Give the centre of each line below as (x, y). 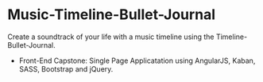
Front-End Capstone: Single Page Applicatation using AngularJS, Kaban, (137, 61)
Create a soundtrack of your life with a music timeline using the (111, 37)
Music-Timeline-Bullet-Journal (112, 15)
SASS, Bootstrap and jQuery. (66, 68)
